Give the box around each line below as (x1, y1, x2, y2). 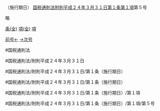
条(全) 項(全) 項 (5, 26, 37, 32)
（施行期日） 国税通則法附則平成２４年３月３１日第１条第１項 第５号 (5, 5, 147, 10)
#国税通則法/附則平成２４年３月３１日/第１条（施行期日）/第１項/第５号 (5, 100, 155, 106)
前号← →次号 (5, 37, 33, 42)
